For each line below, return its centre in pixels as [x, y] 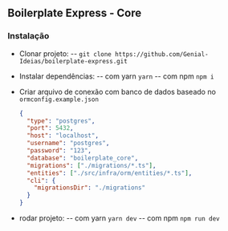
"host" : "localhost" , [63, 136]
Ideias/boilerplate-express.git [73, 61]
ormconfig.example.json [59, 99]
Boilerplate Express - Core [75, 13]
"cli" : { [41, 180]
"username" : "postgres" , [68, 144]
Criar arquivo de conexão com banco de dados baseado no [117, 91]
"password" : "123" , [59, 151]
